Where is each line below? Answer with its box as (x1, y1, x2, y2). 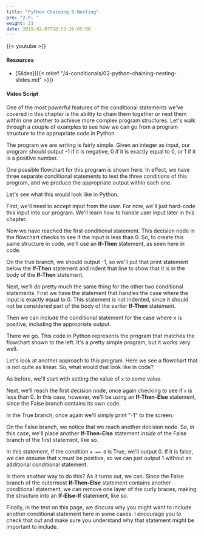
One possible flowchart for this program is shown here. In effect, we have (6, 166, 190, 173)
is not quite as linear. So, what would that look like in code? (6, 363, 154, 370)
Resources (6, 56, 35, 64)
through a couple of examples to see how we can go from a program (6, 123, 178, 131)
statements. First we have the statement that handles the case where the (6, 289, 189, 296)
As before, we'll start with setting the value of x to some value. (6, 375, 163, 382)
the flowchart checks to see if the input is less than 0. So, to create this (6, 233, 184, 240)
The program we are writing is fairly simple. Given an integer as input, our (6, 141, 190, 149)
